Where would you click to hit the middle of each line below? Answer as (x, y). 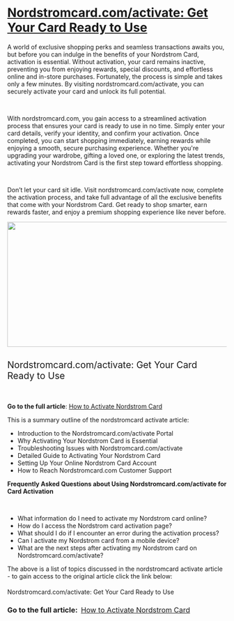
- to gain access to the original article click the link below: (90, 576)
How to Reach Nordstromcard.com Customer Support (94, 470)
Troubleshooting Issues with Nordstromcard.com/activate (100, 448)
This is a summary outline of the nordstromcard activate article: (98, 420)
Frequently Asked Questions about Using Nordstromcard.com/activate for (117, 484)
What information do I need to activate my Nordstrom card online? (112, 518)
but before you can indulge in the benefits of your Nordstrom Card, (103, 54)
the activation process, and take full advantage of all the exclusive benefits (115, 197)
